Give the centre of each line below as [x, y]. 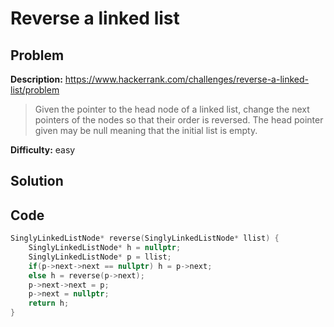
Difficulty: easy [43, 150]
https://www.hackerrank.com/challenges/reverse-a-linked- [187, 79]
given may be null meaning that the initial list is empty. [146, 130]
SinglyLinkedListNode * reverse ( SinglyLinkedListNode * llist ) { [145, 238]
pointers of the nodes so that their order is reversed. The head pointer [179, 120]
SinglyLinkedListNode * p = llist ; [100, 257]
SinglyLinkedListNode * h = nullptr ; [105, 248]
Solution [37, 181]
